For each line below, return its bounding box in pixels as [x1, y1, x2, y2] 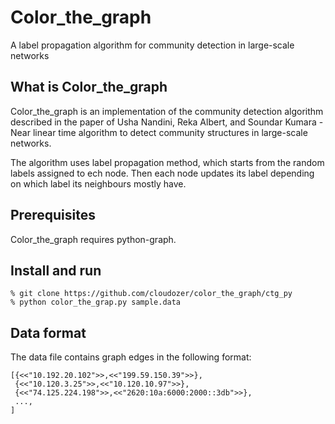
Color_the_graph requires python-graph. [10, 233, 177, 245]
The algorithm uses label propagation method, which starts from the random [10, 156, 325, 168]
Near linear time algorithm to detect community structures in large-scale [10, 126, 308, 138]
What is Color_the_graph [10, 79, 168, 96]
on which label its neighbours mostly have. [10, 177, 187, 190]
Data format [10, 324, 87, 341]
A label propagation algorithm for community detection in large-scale [10, 39, 295, 51]
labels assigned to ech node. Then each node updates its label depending [10, 167, 315, 179]
